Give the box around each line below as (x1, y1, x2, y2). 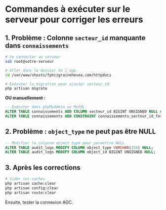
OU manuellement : (5, 95, 45, 101)
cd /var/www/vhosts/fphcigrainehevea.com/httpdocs (5, 73, 112, 78)
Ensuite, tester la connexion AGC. (5, 199, 73, 205)
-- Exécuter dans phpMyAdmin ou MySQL (5, 105, 85, 110)
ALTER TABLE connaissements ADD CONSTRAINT (5, 114, 96, 119)
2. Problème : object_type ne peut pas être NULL (5, 127, 156, 136)
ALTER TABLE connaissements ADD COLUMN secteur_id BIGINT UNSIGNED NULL (5, 109, 158, 114)
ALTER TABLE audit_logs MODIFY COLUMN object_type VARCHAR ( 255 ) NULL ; (5, 145, 154, 150)
